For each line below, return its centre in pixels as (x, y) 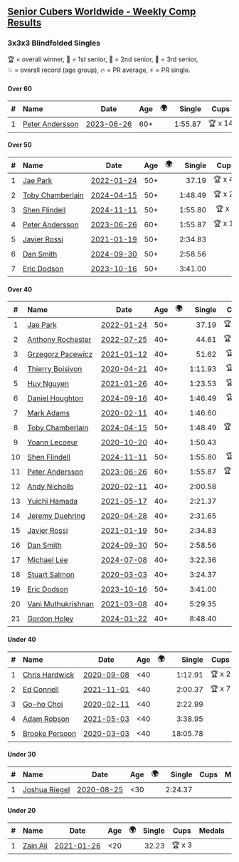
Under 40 (22, 639)
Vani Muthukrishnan (61, 603)
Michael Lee (48, 560)
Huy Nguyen (48, 383)
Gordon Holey (51, 618)
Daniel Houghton (55, 398)
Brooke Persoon (49, 733)
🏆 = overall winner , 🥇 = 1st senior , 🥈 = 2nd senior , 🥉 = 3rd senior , (103, 59)
